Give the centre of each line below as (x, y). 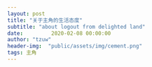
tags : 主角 (22, 53)
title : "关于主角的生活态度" (45, 20)
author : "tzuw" (29, 40)
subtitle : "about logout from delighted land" (76, 27)
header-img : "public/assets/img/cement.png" (75, 46)
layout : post (26, 14)
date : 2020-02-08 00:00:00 (59, 33)
